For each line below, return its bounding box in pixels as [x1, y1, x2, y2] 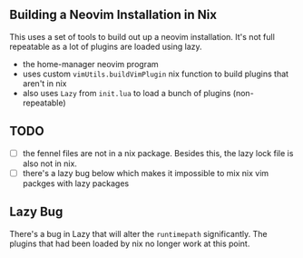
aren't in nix [22, 77, 67, 89]
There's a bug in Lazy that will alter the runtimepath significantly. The [9, 228, 268, 239]
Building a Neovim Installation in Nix [9, 7, 218, 23]
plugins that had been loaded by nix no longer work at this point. [9, 238, 250, 249]
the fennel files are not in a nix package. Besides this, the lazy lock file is [22, 147, 294, 158]
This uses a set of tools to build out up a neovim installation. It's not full [9, 31, 275, 42]
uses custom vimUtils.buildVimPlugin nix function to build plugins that [22, 68, 288, 79]
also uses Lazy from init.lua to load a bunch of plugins [22, 87, 231, 98]
